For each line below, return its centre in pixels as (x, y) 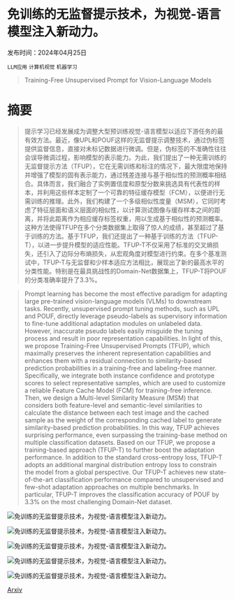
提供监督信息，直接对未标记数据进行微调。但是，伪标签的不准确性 (119, 148)
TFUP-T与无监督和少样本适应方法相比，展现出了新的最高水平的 (134, 262)
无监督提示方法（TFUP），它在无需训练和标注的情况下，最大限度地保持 (126, 166)
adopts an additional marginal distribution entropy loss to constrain (120, 464)
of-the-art (39, 479)
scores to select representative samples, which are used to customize (125, 383)
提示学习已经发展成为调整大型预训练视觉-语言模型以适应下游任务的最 (124, 131)
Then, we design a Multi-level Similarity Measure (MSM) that (111, 398)
